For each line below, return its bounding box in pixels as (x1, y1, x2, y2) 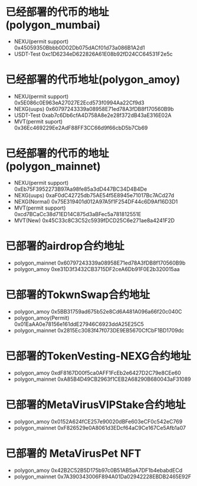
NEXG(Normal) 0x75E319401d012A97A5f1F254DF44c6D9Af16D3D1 (14, 198, 178, 205)
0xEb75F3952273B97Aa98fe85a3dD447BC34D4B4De (14, 185, 147, 193)
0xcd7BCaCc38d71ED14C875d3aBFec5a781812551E (14, 210, 142, 217)
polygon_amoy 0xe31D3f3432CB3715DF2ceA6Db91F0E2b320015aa (14, 265, 180, 272)
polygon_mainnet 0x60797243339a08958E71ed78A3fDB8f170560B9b (14, 259, 186, 266)
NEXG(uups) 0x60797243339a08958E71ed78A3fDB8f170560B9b (14, 105, 174, 112)
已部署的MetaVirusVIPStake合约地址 (5, 398, 186, 411)
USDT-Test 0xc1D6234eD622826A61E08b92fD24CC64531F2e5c (14, 50, 173, 57)
